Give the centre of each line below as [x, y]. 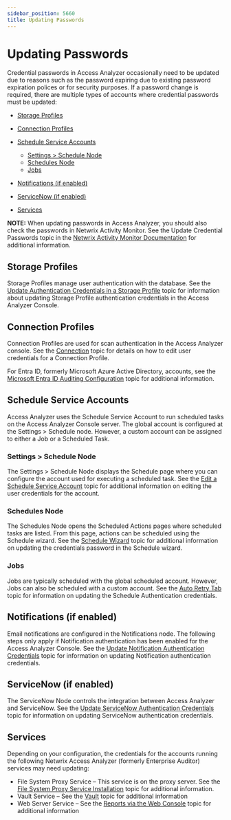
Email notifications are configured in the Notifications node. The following [111, 634]
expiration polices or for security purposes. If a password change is [103, 87]
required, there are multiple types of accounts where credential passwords [113, 95]
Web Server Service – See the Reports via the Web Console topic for [114, 804]
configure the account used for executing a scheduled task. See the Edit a [112, 479]
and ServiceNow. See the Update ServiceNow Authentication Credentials [111, 708]
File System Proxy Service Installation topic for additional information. [115, 789]
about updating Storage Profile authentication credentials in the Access [108, 298]
